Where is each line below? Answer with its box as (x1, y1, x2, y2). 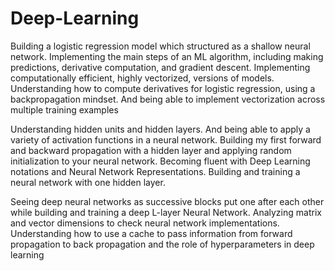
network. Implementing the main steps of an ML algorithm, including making (10, 50, 324, 62)
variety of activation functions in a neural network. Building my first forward (10, 133, 322, 146)
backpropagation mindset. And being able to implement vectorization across (10, 93, 326, 105)
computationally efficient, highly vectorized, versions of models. (10, 72, 275, 84)
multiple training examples (10, 103, 119, 116)
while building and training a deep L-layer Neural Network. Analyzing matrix (10, 206, 322, 218)
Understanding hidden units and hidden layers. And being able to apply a (10, 123, 311, 135)
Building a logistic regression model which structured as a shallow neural (10, 40, 311, 52)
